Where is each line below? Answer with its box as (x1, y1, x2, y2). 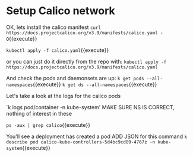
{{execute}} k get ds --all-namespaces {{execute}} (32, 81, 157, 88)
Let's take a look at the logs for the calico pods (6, 92, 121, 99)
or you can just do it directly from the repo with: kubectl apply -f (6, 58, 167, 65)
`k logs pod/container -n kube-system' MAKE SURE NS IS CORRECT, (6, 103, 175, 110)
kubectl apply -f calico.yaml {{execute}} (6, 46, 109, 54)
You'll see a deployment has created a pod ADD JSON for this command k (6, 133, 188, 140)
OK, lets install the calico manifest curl (6, 24, 102, 31)
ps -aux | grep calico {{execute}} (6, 121, 91, 128)
